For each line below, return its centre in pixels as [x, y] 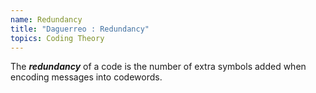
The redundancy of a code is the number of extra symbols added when [158, 67]
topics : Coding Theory [57, 38]
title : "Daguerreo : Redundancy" [80, 29]
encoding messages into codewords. [86, 77]
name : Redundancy [46, 19]
